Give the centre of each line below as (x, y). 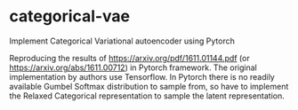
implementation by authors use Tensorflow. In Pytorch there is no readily (142, 76)
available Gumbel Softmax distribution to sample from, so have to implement (149, 86)
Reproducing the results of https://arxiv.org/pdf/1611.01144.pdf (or (130, 58)
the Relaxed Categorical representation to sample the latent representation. (147, 96)
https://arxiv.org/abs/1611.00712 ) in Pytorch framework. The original (133, 67)
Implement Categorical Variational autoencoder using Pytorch (122, 41)
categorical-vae (70, 16)
